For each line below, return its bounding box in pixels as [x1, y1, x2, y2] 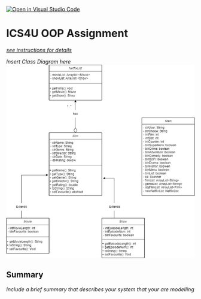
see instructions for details [6, 46, 72, 53]
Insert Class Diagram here [6, 58, 71, 65]
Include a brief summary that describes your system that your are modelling [6, 285, 194, 293]
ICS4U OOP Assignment [6, 27, 129, 40]
